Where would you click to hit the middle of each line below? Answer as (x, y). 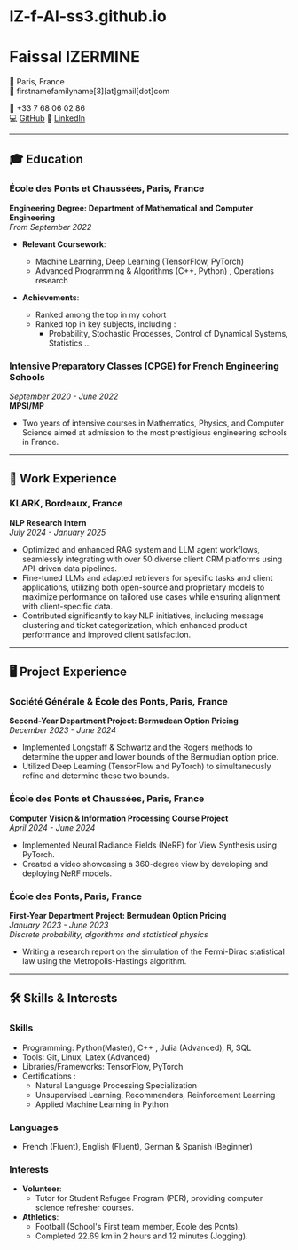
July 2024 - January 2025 (58, 532)
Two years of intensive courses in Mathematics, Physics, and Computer (153, 423)
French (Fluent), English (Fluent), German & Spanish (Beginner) (137, 1147)
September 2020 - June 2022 (64, 396)
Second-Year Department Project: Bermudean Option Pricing (124, 721)
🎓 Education (47, 159)
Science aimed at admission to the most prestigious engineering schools (155, 433)
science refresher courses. (85, 1208)
